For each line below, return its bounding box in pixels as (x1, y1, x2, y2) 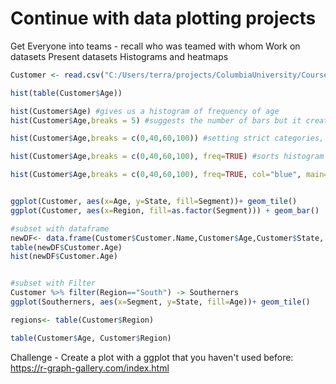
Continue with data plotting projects (10, 7, 317, 30)
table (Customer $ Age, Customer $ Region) (10, 333, 172, 343)
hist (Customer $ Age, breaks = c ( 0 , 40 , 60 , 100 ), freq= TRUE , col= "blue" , (10, 170, 302, 180)
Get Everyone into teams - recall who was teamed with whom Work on (10, 40, 301, 52)
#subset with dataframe (10, 223, 110, 234)
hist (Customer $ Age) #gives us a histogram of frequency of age (10, 106, 280, 116)
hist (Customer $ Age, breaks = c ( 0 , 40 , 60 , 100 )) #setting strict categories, (10, 133, 325, 144)
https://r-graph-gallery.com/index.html (10, 362, 170, 374)
